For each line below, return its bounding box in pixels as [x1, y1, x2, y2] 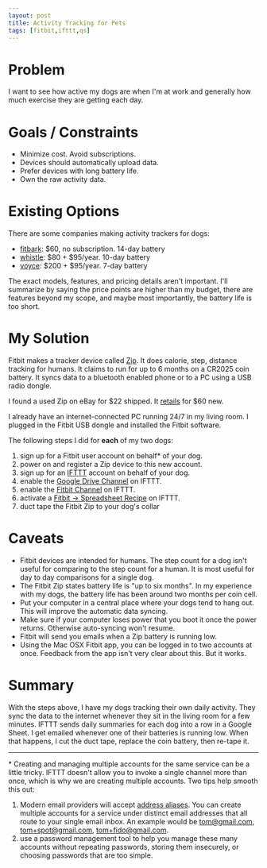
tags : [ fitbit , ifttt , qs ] [8, 26, 91, 34]
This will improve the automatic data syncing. [19, 607, 168, 616]
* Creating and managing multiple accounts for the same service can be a [8, 759, 250, 769]
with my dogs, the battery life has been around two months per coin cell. [19, 589, 258, 600]
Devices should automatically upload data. [19, 158, 159, 168]
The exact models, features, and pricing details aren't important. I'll [8, 276, 228, 286]
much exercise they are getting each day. [8, 95, 144, 105]
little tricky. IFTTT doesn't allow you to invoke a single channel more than [8, 768, 248, 777]
